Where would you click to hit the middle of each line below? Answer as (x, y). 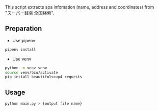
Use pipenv (24, 40)
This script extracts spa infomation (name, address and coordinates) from (80, 7)
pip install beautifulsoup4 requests (44, 77)
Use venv (22, 59)
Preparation (24, 29)
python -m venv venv (26, 68)
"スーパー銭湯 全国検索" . (30, 13)
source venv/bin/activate (31, 72)
